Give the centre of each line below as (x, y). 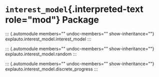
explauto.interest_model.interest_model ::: (48, 39)
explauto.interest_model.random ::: (41, 54)
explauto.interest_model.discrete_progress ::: (52, 69)
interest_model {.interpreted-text (74, 9)
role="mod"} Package (52, 20)
